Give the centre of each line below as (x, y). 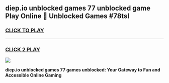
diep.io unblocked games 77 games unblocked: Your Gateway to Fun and (83, 69)
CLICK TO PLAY (25, 31)
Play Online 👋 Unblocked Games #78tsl (67, 16)
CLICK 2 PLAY (23, 49)
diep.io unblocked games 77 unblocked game (78, 8)
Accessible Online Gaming (33, 75)
